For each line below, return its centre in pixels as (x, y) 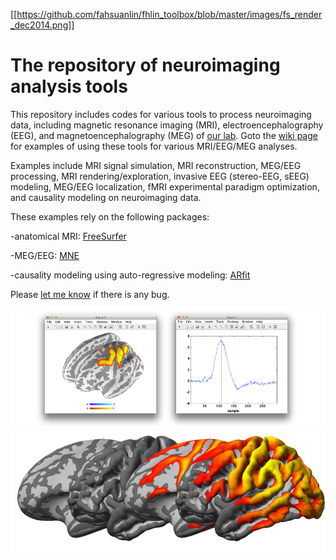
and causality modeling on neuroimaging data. (106, 197)
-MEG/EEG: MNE (45, 255)
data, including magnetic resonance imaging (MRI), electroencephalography (167, 125)
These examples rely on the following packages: (110, 216)
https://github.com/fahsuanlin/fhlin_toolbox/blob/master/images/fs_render (169, 14)
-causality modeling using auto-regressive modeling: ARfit (130, 275)
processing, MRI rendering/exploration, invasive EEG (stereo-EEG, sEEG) (160, 176)
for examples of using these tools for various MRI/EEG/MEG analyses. (154, 146)
